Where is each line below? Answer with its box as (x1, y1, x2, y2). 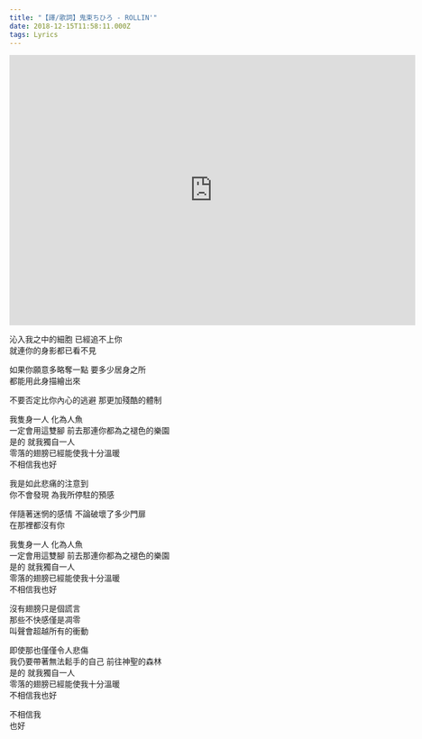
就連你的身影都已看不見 (9, 345, 96, 356)
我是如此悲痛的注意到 (9, 479, 88, 489)
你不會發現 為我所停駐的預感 (9, 489, 115, 500)
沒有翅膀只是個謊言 (9, 603, 81, 614)
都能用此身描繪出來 (9, 376, 81, 387)
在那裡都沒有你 (9, 520, 65, 531)
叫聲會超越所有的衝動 (9, 625, 88, 636)
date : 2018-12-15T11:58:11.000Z (9, 22, 131, 31)
